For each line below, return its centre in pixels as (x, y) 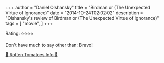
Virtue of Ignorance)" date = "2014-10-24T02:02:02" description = (74, 13)
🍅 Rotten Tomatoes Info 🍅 (31, 55)
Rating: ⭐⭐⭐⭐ (19, 33)
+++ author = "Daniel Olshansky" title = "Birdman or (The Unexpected (78, 7)
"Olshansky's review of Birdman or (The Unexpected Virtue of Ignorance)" (82, 18)
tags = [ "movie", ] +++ (29, 23)
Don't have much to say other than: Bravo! (49, 45)
